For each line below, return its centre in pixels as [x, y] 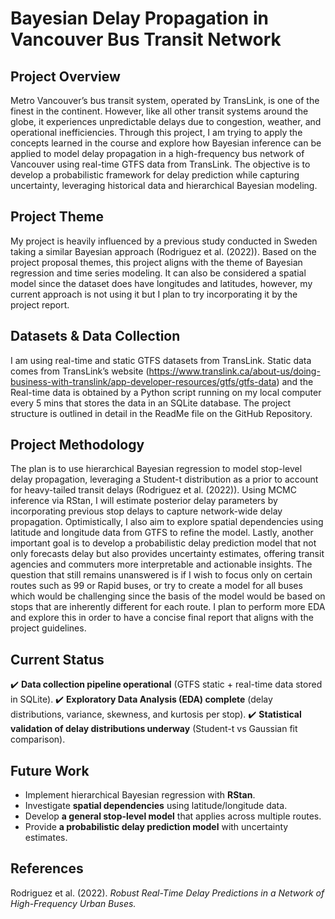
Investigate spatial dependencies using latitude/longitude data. [156, 806]
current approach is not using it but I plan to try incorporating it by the [154, 294]
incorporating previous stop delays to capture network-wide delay [146, 511]
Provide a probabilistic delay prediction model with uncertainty [156, 827]
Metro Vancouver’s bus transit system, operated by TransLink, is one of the [165, 100]
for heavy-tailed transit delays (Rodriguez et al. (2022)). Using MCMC [153, 490]
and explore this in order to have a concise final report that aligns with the [162, 618]
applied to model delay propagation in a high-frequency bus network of [157, 153]
